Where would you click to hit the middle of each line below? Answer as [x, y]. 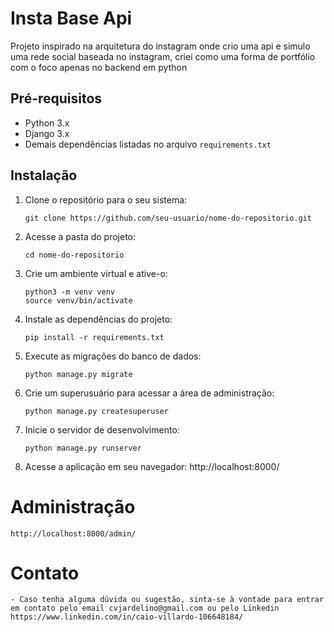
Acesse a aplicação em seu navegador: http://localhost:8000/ [152, 466]
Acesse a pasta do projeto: [80, 236]
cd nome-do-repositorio [74, 255]
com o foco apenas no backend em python [99, 67]
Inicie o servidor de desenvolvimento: [102, 429]
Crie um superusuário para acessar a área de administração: [149, 393]
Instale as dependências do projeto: [98, 319]
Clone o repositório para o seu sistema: [106, 199]
